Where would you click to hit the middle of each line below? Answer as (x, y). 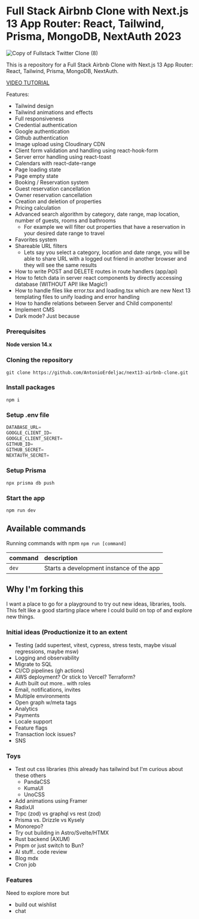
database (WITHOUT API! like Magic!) (61, 284)
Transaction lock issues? (45, 734)
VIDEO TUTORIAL (28, 83)
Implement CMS (35, 309)
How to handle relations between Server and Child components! (94, 303)
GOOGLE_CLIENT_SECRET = (34, 439)
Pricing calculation (38, 207)
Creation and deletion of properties (58, 201)
